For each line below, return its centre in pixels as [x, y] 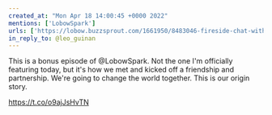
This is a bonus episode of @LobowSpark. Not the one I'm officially [121, 61]
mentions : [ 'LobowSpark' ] [52, 23]
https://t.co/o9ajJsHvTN [49, 102]
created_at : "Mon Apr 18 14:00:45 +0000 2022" [88, 16]
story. [18, 87]
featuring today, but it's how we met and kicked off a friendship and [121, 70]
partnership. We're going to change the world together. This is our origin [129, 78]
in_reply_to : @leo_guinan [52, 38]
